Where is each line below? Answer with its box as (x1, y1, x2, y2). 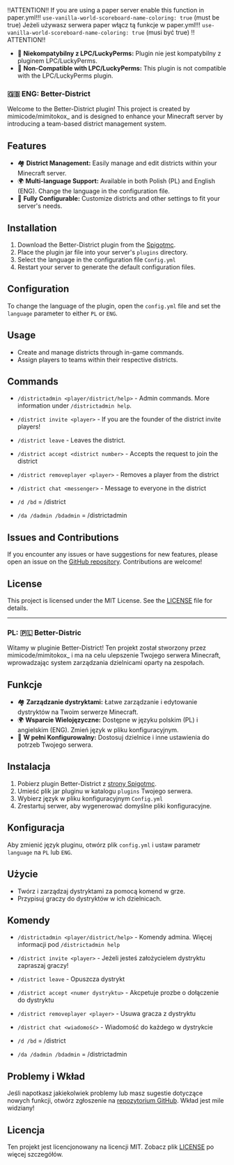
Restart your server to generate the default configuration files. (17, 262, 196, 271)
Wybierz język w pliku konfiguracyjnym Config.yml (17, 794, 164, 803)
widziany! (7, 1104, 35, 1113)
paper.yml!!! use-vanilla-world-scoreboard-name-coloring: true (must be (7, 13, 220, 22)
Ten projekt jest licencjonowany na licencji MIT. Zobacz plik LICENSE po (7, 1143, 214, 1151)
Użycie (7, 869, 38, 880)
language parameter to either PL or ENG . (7, 309, 118, 317)
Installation (7, 222, 57, 234)
